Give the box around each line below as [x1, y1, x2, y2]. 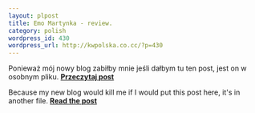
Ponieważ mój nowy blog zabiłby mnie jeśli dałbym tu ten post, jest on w [8, 63, 247, 73]
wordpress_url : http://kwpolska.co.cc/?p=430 [8, 42, 163, 50]
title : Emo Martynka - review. [8, 19, 113, 27]
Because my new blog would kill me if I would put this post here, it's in [8, 87, 241, 97]
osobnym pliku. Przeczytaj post [8, 72, 115, 82]
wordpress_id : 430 [8, 34, 70, 42]
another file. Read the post [8, 96, 98, 106]
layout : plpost [8, 11, 59, 20]
